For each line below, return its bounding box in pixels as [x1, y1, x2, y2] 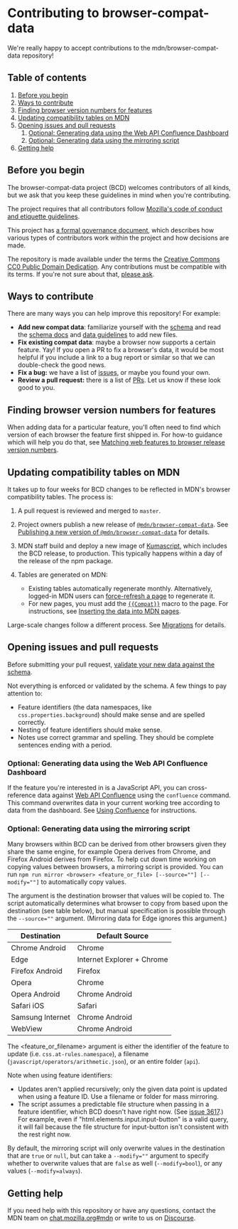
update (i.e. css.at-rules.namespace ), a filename [7, 1050, 149, 1058]
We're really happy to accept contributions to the [7, 43, 151, 52]
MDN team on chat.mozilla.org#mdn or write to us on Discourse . [7, 1214, 196, 1223]
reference [7, 791, 36, 799]
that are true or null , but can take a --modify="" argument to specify [7, 1151, 210, 1160]
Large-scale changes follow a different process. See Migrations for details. [7, 621, 226, 629]
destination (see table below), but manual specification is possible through [7, 907, 226, 915]
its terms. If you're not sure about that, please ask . [7, 270, 155, 278]
